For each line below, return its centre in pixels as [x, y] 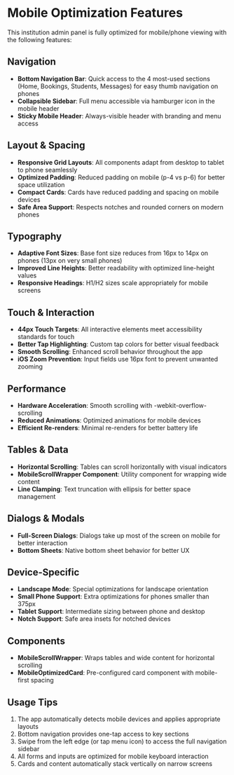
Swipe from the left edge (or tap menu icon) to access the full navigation [122, 741]
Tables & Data [38, 450]
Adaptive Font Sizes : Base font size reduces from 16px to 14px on [113, 253]
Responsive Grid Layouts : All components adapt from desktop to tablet [121, 162]
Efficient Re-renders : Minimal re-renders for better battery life [108, 428]
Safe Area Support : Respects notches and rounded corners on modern [121, 207]
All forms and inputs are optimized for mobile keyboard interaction [113, 756]
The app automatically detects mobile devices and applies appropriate [119, 719]
